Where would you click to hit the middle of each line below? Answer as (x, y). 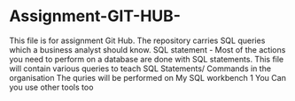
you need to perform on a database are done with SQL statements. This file (147, 59)
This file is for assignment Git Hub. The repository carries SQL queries (137, 40)
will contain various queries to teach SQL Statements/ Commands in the (140, 69)
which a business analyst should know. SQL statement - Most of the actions (147, 49)
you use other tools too (51, 87)
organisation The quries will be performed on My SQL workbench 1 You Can (147, 77)
